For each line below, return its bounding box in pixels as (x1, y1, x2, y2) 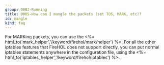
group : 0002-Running (5, 7, 48, 12)
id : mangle (5, 16, 27, 21)
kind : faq (5, 20, 26, 26)
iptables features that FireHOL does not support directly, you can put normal (5, 44, 160, 50)
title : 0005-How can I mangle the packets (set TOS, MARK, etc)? (5, 12, 141, 16)
